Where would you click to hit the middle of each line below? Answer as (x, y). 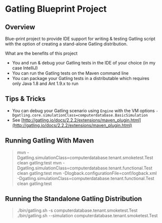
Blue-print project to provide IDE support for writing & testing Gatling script (80, 39)
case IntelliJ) (25, 68)
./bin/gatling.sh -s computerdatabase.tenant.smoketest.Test (77, 210)
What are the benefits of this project (41, 53)
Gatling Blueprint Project (56, 9)
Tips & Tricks (25, 99)
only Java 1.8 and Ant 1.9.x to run (45, 83)
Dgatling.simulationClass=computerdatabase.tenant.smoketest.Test (85, 158)
